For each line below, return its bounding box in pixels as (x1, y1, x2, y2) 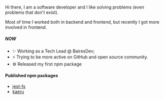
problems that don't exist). (5, 9, 59, 15)
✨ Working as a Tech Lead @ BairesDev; (12, 48, 95, 54)
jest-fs (12, 84, 26, 90)
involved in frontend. (5, 24, 47, 30)
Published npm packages (5, 72, 58, 78)
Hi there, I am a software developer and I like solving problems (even (5, 4, 144, 10)
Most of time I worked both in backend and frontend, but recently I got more (5, 19, 160, 25)
